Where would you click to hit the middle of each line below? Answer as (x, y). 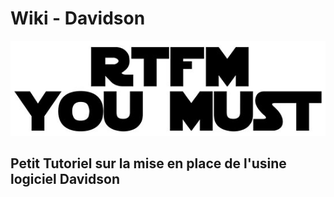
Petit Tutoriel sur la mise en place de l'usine (148, 163)
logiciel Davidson (65, 179)
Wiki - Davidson (78, 18)
